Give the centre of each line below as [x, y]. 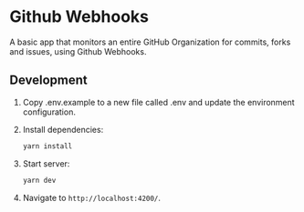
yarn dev [39, 180]
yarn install [47, 146]
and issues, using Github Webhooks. [78, 51]
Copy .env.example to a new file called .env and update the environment [158, 102]
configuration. [49, 112]
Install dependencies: [63, 129]
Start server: [46, 163]
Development [49, 81]
